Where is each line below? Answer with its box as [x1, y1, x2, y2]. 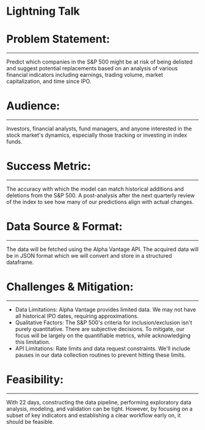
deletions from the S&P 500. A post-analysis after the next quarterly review [6, 192, 195, 199]
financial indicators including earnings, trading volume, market [6, 71, 164, 79]
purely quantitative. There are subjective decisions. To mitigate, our [15, 325, 185, 332]
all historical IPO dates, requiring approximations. [15, 312, 139, 319]
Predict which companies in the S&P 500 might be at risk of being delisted [6, 58, 193, 65]
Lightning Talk [6, 4, 81, 18]
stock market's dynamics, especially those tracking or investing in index [6, 131, 187, 139]
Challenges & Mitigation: [6, 280, 134, 294]
